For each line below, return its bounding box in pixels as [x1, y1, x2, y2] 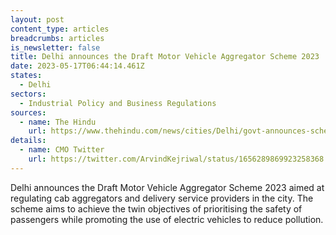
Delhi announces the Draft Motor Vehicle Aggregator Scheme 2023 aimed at [10, 181, 325, 193]
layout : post [10, 14, 65, 25]
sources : [10, 107, 47, 118]
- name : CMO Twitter [19, 145, 105, 155]
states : [10, 71, 43, 81]
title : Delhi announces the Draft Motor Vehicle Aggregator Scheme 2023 [10, 52, 320, 62]
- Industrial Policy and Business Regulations [19, 98, 217, 108]
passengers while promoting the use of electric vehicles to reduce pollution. [10, 213, 324, 225]
